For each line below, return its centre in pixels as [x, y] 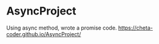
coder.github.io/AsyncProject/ [44, 34]
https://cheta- [135, 28]
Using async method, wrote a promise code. [62, 28]
